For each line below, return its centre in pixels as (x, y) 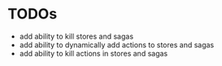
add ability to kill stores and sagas (76, 36)
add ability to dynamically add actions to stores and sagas (117, 44)
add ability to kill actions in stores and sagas (94, 53)
